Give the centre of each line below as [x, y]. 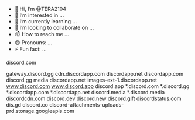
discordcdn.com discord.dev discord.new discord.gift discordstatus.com [94, 98]
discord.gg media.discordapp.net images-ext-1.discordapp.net [81, 80]
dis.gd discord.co [27, 105]
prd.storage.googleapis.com [40, 111]
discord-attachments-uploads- [87, 105]
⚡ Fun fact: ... [30, 49]
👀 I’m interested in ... [39, 15]
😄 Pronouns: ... [33, 43]
